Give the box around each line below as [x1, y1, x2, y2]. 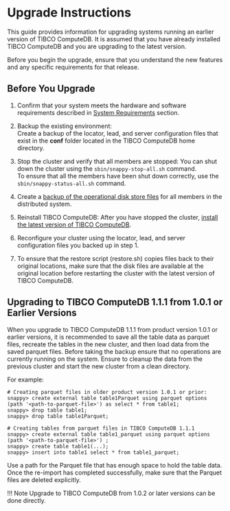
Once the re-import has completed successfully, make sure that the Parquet [7, 468, 222, 477]
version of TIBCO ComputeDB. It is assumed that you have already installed [7, 34, 221, 43]
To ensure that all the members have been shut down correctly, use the [16, 171, 219, 180]
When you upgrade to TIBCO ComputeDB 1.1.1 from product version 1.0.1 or [7, 325, 218, 333]
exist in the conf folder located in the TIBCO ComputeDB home [16, 136, 196, 145]
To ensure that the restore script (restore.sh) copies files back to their [16, 254, 214, 262]
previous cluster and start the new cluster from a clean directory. [7, 362, 191, 370]
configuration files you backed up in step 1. [16, 241, 139, 249]
